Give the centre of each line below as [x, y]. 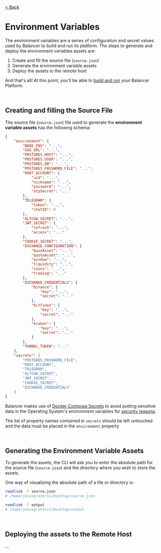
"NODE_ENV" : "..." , [43, 146]
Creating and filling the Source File [59, 111]
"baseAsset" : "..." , [52, 250]
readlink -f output [25, 505]
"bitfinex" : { [46, 305]
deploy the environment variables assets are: [50, 51]
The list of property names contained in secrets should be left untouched [79, 421]
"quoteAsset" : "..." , [53, 255]
